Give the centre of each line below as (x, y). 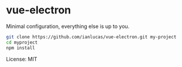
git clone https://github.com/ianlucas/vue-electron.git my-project (91, 37)
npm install (20, 48)
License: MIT (22, 59)
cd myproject (22, 42)
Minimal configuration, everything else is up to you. (68, 26)
